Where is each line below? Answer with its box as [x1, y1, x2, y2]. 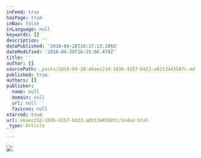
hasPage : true [6, 15, 43, 21]
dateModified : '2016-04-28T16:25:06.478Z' [6, 49, 116, 55]
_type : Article [6, 123, 45, 129]
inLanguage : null [6, 26, 51, 32]
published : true [6, 72, 48, 78]
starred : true [6, 111, 43, 118]
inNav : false [6, 20, 40, 26]
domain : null [12, 94, 45, 100]
